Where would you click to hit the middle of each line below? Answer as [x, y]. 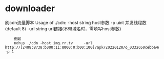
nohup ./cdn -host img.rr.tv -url [53, 43]
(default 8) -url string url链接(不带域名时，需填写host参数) [63, 29]
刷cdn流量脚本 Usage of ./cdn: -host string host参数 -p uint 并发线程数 [76, 22]
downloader [30, 9]
